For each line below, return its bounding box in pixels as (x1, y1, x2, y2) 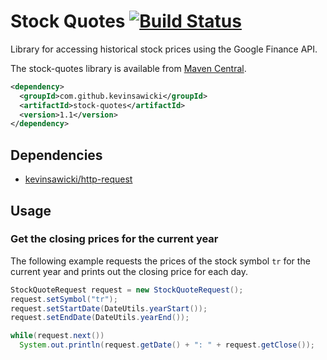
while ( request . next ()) (10, 331, 105, 341)
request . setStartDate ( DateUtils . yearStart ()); (10, 303, 208, 314)
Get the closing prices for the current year (10, 232, 219, 246)
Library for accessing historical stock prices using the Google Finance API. (10, 43, 318, 55)
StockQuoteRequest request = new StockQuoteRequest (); (10, 285, 244, 295)
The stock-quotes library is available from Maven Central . (10, 62, 247, 74)
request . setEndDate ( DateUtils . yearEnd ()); (10, 313, 190, 323)
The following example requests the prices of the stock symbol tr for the (10, 255, 311, 267)
